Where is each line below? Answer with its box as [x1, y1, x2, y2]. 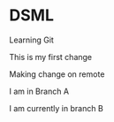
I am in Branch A [9, 86, 69, 96]
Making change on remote [9, 68, 105, 80]
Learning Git [9, 34, 55, 45]
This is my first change [9, 51, 93, 62]
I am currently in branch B [9, 103, 103, 113]
